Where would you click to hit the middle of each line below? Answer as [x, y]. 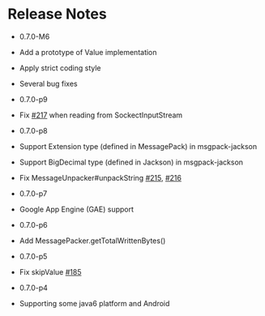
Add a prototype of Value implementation [88, 52]
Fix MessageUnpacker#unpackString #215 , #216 [100, 177]
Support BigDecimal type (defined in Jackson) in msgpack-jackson [131, 162]
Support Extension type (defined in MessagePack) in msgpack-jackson [138, 146]
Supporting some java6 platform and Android [94, 303]
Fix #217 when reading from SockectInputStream [101, 115]
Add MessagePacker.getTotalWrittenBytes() [92, 241]
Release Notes [57, 14]
